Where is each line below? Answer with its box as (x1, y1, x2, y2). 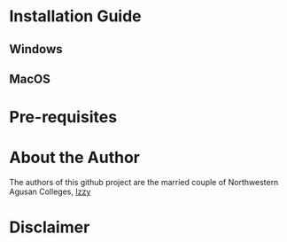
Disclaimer (9, 217, 90, 238)
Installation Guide (9, 6, 142, 27)
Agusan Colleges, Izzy (9, 186, 91, 197)
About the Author (9, 148, 140, 168)
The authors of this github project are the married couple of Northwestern (9, 177, 279, 188)
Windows (9, 42, 63, 57)
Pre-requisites (9, 107, 118, 128)
